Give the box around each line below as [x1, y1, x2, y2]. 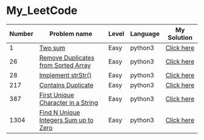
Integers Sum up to [39, 116, 94, 124]
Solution [168, 33, 193, 41]
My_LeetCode [6, 4, 78, 18]
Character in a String [39, 98, 98, 107]
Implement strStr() [39, 71, 92, 79]
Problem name [49, 29, 93, 38]
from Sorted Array [39, 61, 91, 69]
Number [9, 29, 33, 38]
